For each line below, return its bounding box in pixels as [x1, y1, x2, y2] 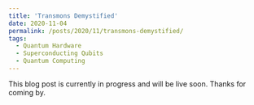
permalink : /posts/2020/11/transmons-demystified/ [8, 27, 184, 35]
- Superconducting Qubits [15, 49, 104, 57]
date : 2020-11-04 [8, 19, 68, 27]
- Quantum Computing [15, 57, 85, 65]
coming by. [8, 87, 46, 97]
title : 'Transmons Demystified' [8, 11, 118, 20]
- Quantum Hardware [15, 42, 82, 50]
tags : [8, 34, 27, 43]
